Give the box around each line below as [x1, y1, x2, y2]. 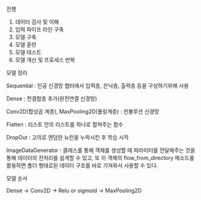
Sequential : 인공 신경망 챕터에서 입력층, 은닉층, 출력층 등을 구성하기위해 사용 [6, 82, 189, 89]
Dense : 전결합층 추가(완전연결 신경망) [6, 95, 97, 102]
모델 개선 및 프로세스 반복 [15, 57, 76, 63]
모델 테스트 [15, 49, 42, 56]
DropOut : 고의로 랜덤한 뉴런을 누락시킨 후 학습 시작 [6, 134, 129, 141]
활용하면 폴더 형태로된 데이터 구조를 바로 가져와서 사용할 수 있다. [6, 162, 159, 169]
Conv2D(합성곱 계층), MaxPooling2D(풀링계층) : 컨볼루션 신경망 [6, 108, 159, 115]
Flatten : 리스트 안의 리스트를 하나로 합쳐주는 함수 [6, 121, 124, 128]
